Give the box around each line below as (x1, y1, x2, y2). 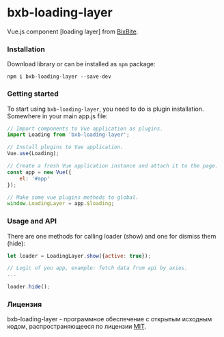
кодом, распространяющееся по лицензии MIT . (7, 323, 147, 331)
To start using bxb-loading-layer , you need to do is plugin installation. (7, 105, 204, 113)
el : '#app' (19, 175, 51, 182)
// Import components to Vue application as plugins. (7, 125, 164, 132)
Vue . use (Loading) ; (7, 150, 59, 157)
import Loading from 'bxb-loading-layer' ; (7, 131, 130, 138)
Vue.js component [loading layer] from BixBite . (7, 27, 139, 36)
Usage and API (7, 217, 57, 226)
